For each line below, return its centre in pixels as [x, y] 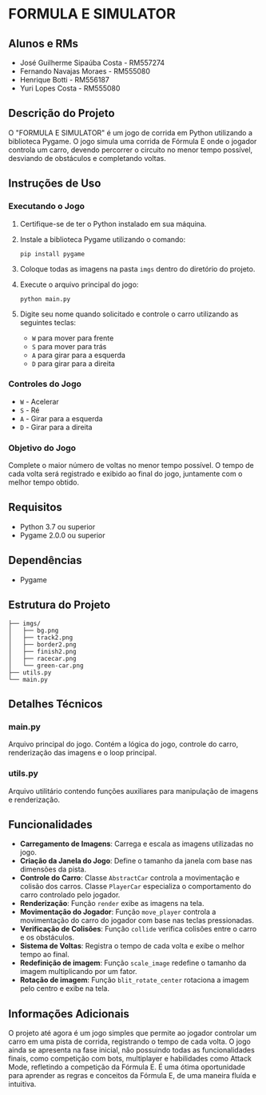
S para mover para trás [69, 346]
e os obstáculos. [47, 937]
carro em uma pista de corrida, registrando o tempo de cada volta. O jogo [130, 1041]
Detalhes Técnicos [56, 704]
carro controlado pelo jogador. [70, 895]
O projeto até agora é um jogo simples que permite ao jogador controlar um [133, 1033]
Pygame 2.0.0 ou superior [62, 535]
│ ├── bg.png [34, 630]
